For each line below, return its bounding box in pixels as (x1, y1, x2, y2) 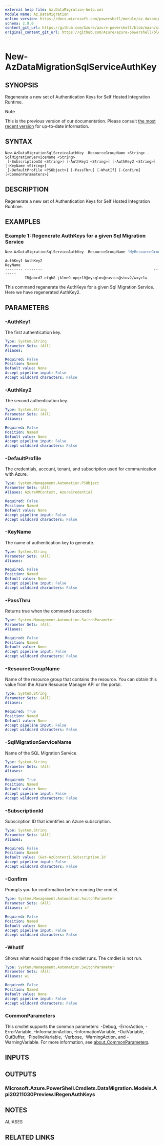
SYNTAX (5, 138, 33, 146)
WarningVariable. (5, 1039, 40, 1045)
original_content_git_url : (5, 30, 60, 35)
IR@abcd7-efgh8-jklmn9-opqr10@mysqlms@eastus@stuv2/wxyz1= (24, 275, 147, 281)
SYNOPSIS (5, 81, 39, 89)
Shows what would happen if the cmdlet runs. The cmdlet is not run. (5, 955, 143, 961)
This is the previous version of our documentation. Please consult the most (5, 118, 156, 124)
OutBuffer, (5, 1034, 26, 1040)
